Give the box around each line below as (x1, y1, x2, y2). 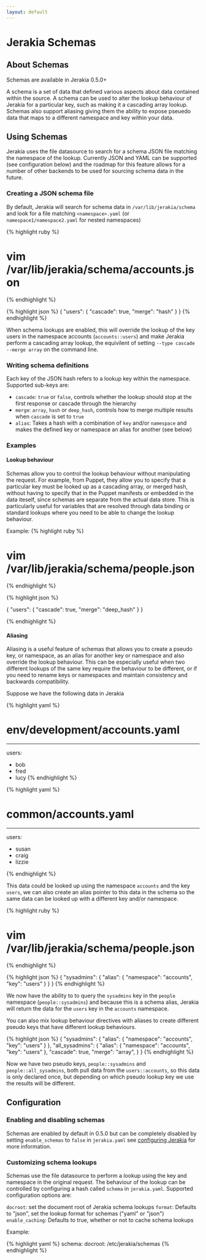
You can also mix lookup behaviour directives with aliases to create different (6, 1017, 199, 1024)
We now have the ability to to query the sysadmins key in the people (6, 992, 176, 1000)
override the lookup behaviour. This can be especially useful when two (6, 658, 185, 666)
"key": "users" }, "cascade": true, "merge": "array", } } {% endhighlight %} (6, 1049, 194, 1056)
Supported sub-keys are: (6, 381, 69, 389)
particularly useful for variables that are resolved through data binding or (6, 503, 190, 510)
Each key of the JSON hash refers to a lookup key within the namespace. (6, 374, 191, 382)
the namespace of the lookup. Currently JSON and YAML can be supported (6, 154, 197, 162)
